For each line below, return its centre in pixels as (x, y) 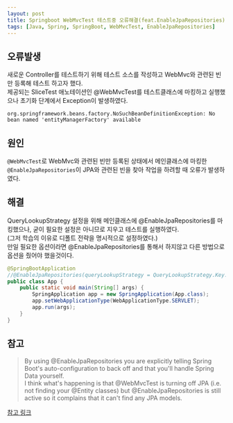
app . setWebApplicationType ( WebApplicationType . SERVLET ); (116, 301)
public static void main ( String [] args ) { (82, 288)
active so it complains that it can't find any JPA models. (103, 398)
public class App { (35, 281)
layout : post (26, 14)
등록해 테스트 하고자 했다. (49, 83)
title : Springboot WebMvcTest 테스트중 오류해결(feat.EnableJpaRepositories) (116, 20)
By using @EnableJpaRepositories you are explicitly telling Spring (118, 361)
